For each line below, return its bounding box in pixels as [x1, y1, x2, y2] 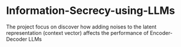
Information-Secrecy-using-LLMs [6, 4, 176, 17]
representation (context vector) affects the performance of [6, 29, 149, 36]
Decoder [6, 35, 28, 42]
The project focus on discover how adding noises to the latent [6, 23, 157, 30]
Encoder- [150, 29, 173, 36]
